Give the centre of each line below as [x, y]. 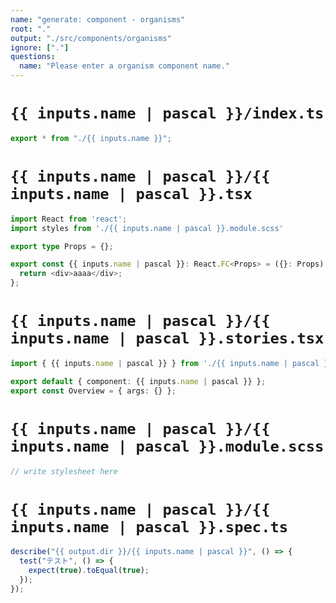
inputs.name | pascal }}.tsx [131, 194]
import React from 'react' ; [69, 219]
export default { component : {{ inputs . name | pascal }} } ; [138, 381]
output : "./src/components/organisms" [91, 38]
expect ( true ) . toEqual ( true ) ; [89, 571]
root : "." [31, 29]
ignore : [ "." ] [40, 47]
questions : [33, 57]
